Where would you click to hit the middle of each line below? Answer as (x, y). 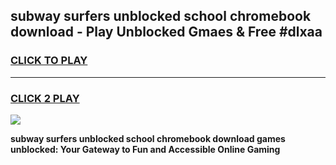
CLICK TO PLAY (49, 61)
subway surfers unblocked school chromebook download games (148, 138)
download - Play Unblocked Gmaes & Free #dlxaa (166, 32)
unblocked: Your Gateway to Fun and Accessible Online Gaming (145, 149)
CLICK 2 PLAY (45, 98)
